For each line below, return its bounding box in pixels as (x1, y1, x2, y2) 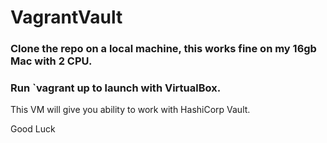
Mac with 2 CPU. (10, 54, 93, 68)
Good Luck (10, 123, 56, 135)
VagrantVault (10, 6, 123, 29)
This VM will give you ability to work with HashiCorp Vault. (10, 104, 251, 116)
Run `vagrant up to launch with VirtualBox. (10, 81, 222, 95)
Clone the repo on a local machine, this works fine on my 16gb (10, 42, 317, 56)
